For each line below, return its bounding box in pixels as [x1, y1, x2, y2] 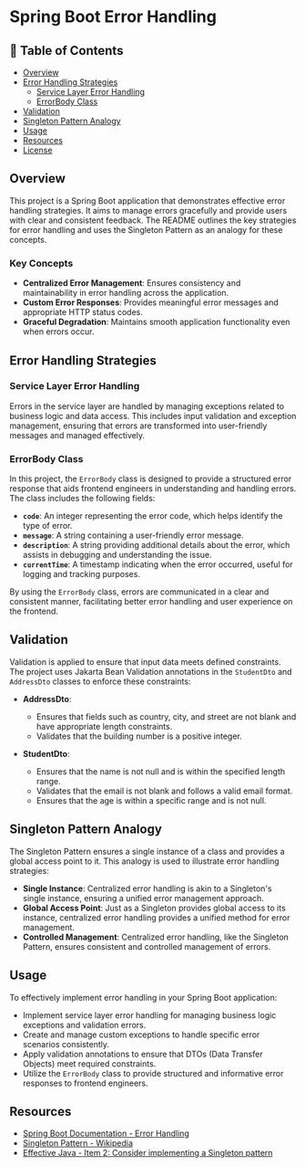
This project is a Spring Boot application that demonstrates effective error [9, 194, 286, 206]
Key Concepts [9, 257, 74, 269]
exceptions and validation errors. [22, 1019, 147, 1030]
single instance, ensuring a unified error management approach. [22, 892, 264, 903]
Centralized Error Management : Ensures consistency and [22, 278, 241, 289]
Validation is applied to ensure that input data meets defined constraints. [9, 656, 281, 668]
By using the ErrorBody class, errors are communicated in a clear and [9, 586, 269, 597]
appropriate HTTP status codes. [22, 307, 144, 318]
